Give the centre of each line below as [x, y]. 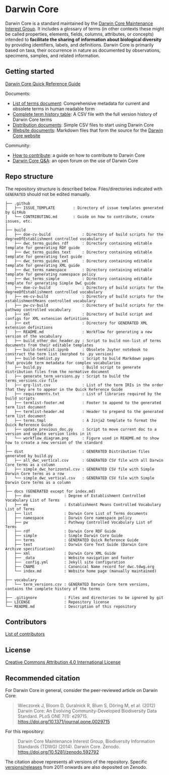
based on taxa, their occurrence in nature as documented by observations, [83, 50]
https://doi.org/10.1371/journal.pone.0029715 [64, 722]
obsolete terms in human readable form [53, 109]
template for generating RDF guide [43, 248]
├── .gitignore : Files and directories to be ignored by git [84, 598]
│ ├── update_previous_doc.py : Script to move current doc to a [81, 429]
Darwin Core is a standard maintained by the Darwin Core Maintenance [79, 23]
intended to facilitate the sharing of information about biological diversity [83, 39]
